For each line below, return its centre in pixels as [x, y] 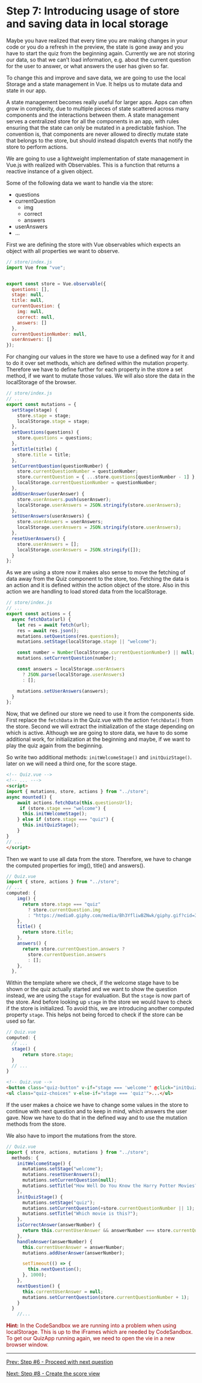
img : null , [31, 312]
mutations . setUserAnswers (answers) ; [63, 691]
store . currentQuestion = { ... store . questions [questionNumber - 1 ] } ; [107, 477]
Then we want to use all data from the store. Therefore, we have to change [99, 859]
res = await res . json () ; [48, 630]
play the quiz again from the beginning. [55, 746]
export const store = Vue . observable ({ [56, 284]
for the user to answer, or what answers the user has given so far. [87, 66]
